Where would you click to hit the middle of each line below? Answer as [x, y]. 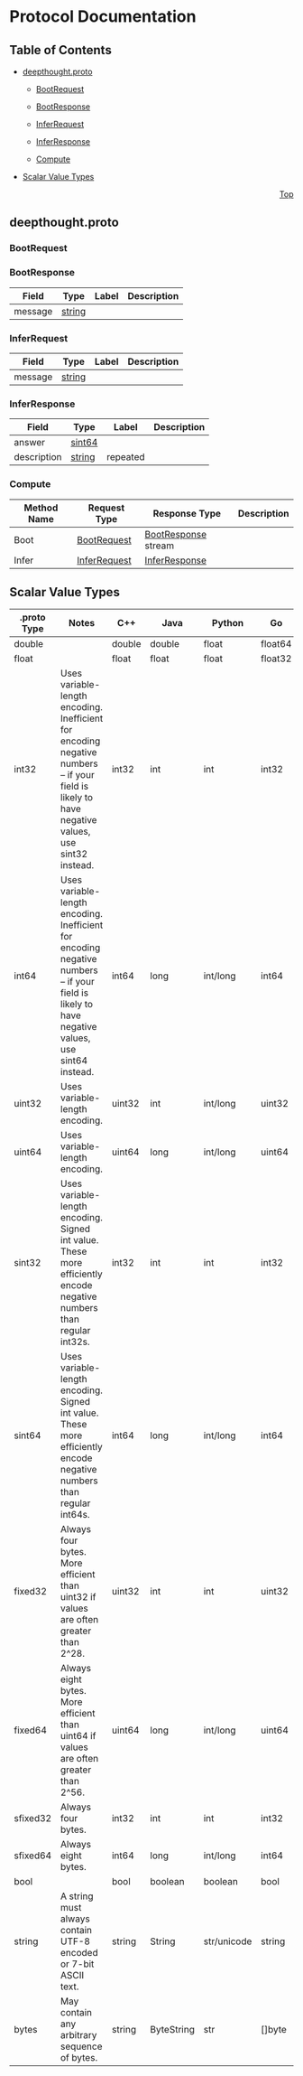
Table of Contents [61, 50]
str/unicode [228, 1941]
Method [41, 508]
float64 [276, 644]
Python [228, 623]
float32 [276, 659]
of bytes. [79, 2058]
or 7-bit [77, 1964]
